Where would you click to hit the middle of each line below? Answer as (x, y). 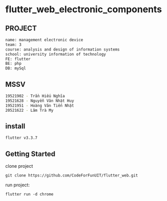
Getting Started (30, 154)
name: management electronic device (44, 40)
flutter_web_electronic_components (84, 9)
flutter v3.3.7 (21, 138)
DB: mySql (16, 68)
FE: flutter (18, 59)
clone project (19, 166)
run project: (17, 185)
